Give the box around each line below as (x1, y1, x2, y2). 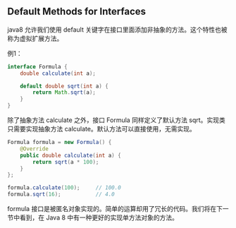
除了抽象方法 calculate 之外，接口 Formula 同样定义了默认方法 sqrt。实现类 (7, 116, 225, 124)
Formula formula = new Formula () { (7, 139, 112, 146)
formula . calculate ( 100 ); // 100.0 (7, 184, 121, 191)
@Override (20, 145, 49, 152)
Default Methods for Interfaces (7, 6, 147, 18)
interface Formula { (7, 63, 68, 70)
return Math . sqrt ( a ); (32, 89, 97, 96)
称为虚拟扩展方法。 (7, 34, 63, 42)
